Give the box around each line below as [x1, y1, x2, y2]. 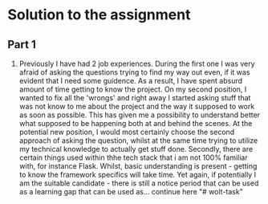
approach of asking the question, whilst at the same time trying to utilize [18, 136, 258, 145]
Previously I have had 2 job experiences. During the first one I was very [18, 59, 255, 68]
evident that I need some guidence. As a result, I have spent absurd [18, 76, 242, 85]
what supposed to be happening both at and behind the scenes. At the [18, 119, 253, 128]
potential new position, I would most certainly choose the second [18, 127, 235, 137]
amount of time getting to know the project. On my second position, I [18, 84, 247, 94]
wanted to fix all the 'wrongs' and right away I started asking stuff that [18, 93, 251, 102]
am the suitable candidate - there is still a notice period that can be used [18, 178, 259, 188]
